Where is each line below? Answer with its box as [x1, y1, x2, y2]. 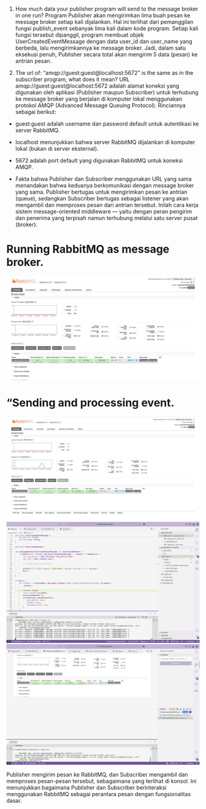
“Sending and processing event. [6, 395, 175, 409]
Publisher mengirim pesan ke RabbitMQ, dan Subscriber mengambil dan [6, 771, 188, 778]
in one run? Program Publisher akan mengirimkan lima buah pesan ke [15, 12, 191, 19]
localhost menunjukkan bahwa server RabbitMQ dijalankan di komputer [15, 139, 196, 146]
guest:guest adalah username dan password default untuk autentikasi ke [15, 120, 199, 127]
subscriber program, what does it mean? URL [15, 76, 130, 83]
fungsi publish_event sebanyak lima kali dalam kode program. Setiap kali [15, 25, 199, 32]
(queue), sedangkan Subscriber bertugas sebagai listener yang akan [15, 195, 189, 202]
